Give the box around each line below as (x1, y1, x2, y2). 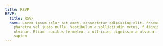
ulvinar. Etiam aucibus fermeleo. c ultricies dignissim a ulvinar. (14, 29, 158, 34)
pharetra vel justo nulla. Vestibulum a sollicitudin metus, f (14, 25, 145, 30)
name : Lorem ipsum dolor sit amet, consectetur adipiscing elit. (9, 20, 145, 25)
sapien (14, 34, 27, 39)
